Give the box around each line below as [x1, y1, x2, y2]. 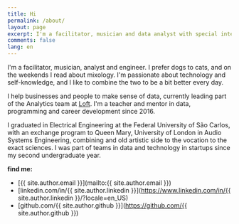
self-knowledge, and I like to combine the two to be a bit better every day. [7, 78, 224, 86]
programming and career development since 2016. [7, 107, 155, 115]
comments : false [7, 37, 55, 44]
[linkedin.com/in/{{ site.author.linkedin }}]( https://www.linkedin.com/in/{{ [17, 186, 231, 194]
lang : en [7, 43, 33, 50]
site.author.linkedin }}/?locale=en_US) [17, 193, 129, 202]
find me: [7, 165, 33, 173]
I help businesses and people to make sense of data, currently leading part [7, 92, 227, 100]
